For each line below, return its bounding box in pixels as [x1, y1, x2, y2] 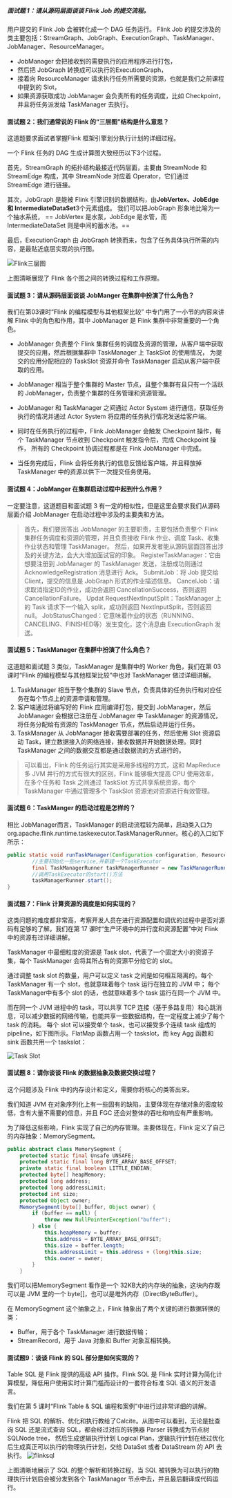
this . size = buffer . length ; [43, 1242, 126, 1249]
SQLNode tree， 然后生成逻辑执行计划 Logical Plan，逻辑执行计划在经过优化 [7, 1434, 225, 1443]
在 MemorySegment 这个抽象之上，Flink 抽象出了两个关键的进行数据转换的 [7, 1304, 220, 1313]
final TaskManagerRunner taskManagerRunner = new [32, 864, 177, 871]
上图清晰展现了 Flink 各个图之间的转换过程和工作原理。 [7, 274, 164, 283]
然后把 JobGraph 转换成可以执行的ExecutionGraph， [17, 66, 168, 74]
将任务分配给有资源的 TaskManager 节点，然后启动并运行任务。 [17, 720, 199, 729]
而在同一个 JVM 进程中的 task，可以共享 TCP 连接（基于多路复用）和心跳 [7, 1003, 216, 1012]
